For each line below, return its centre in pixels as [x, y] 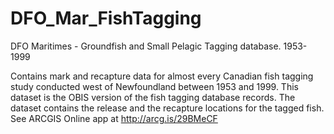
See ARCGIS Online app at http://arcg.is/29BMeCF [114, 118]
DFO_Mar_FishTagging [106, 18]
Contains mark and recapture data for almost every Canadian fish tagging [162, 76]
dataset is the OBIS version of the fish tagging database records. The [153, 97]
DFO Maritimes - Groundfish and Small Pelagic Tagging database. [146, 46]
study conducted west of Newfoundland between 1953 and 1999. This [154, 86]
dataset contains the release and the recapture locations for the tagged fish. [167, 108]
